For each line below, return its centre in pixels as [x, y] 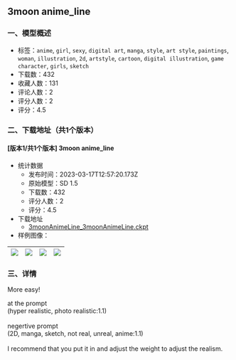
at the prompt [27, 303]
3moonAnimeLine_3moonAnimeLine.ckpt [88, 226]
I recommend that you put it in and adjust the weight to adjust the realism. [115, 349]
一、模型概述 [29, 33]
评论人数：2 [35, 92]
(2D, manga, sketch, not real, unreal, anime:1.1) [75, 334]
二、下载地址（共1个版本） [53, 129]
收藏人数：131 [38, 83]
